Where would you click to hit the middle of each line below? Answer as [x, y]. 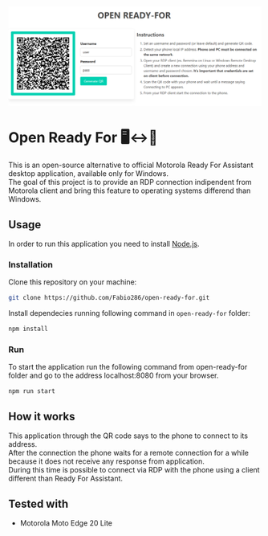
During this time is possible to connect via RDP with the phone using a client [134, 470]
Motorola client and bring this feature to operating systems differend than [130, 190]
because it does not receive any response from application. [106, 461]
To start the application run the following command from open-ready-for [128, 367]
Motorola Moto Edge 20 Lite [66, 523]
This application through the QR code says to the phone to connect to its [128, 436]
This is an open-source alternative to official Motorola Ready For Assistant [131, 165]
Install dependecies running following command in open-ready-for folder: [129, 313]
